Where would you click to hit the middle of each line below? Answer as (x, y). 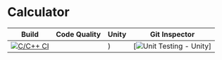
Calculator (38, 12)
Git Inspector (172, 34)
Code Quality (78, 34)
